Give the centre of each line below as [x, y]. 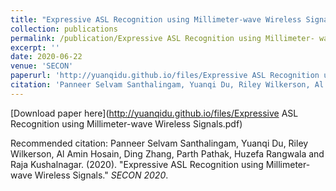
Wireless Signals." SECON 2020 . [101, 175]
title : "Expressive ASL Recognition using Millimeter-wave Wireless [156, 19]
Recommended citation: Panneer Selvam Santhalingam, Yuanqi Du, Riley [159, 143]
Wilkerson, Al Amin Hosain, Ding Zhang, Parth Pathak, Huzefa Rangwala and [167, 153]
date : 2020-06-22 [46, 57]
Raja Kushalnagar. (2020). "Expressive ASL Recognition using [137, 164]
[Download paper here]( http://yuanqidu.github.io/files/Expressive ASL [154, 113]
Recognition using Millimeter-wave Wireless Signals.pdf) [126, 123]
